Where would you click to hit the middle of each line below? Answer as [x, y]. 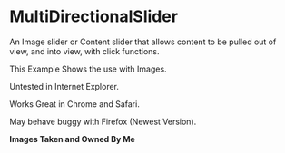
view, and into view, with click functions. [85, 51]
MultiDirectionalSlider [94, 17]
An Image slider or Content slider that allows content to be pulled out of [143, 42]
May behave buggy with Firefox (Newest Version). [103, 121]
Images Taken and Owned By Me [73, 139]
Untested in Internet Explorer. [64, 86]
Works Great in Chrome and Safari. [75, 104]
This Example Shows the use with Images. [88, 69]
